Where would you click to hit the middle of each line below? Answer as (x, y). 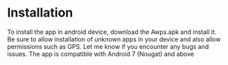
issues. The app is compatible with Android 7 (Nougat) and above (100, 54)
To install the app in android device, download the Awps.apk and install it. (112, 32)
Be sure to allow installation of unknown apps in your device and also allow (114, 39)
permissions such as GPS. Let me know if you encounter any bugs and (108, 46)
